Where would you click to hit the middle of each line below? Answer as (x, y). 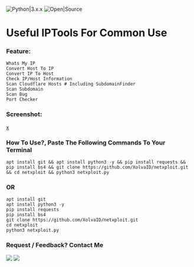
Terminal (19, 150)
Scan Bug (17, 94)
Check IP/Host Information (39, 79)
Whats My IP (21, 64)
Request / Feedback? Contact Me (55, 245)
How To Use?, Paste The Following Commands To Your (86, 143)
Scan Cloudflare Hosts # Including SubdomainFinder (71, 84)
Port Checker (22, 100)
